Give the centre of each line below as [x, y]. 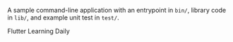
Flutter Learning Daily [39, 31]
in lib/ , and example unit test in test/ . [63, 17]
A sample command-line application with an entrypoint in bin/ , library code [117, 10]
